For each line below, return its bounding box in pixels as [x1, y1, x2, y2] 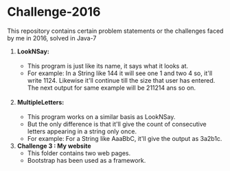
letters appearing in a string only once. [27, 127, 137, 135]
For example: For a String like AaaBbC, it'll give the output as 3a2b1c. [27, 134, 222, 142]
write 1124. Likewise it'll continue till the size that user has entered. [27, 76, 216, 84]
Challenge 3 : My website [16, 142, 91, 150]
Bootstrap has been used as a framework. [27, 156, 146, 164]
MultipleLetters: [16, 98, 65, 106]
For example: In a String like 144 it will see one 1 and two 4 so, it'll [27, 69, 213, 77]
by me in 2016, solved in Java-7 [7, 34, 97, 42]
